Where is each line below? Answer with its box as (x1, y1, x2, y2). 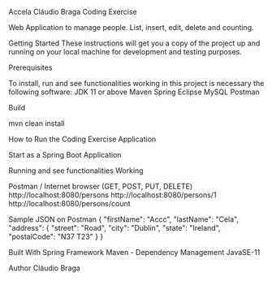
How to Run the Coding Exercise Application (8, 134, 157, 144)
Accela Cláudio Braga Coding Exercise (8, 7, 137, 16)
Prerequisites (8, 63, 53, 72)
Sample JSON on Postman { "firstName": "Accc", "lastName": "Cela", (8, 214, 240, 224)
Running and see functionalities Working (8, 166, 144, 175)
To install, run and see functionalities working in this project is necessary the (8, 79, 265, 88)
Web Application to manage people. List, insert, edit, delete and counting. (8, 23, 254, 32)
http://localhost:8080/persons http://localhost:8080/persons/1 (8, 190, 217, 200)
